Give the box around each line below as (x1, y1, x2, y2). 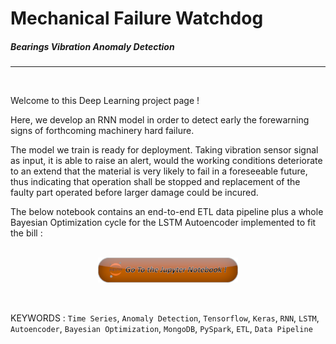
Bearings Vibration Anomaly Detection (10, 40, 175, 52)
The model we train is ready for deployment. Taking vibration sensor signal (10, 144, 319, 156)
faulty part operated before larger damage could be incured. (10, 187, 259, 199)
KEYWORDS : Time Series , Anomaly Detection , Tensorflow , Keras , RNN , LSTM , (10, 312, 320, 324)
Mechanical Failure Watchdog (10, 7, 264, 30)
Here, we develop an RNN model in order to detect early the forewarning (10, 114, 310, 126)
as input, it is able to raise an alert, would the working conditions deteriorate (10, 155, 323, 167)
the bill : (10, 227, 43, 239)
